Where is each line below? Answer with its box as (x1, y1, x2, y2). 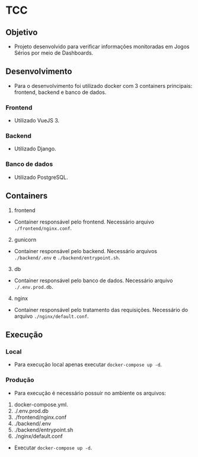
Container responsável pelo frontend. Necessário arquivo (14, 218, 155, 225)
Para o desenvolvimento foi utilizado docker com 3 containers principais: (14, 82, 193, 89)
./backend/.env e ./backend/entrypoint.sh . (14, 254, 120, 261)
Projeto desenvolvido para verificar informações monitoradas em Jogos (14, 43, 190, 50)
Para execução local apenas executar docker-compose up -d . (14, 361, 162, 368)
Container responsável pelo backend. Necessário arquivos (14, 247, 158, 254)
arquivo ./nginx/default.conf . (14, 313, 90, 320)
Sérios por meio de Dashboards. (14, 49, 94, 56)
